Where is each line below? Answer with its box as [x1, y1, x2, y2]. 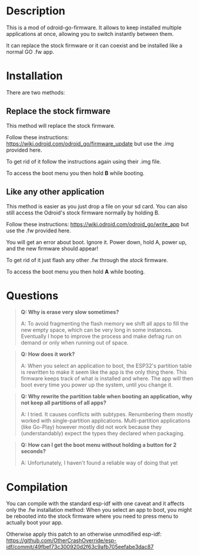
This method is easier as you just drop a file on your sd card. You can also [6, 202, 188, 210]
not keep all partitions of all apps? [20, 399, 107, 407]
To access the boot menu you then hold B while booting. [6, 169, 145, 177]
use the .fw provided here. [6, 227, 71, 234]
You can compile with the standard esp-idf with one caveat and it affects [6, 500, 185, 507]
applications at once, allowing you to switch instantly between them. [6, 30, 174, 37]
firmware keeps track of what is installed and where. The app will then [20, 375, 194, 382]
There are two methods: [6, 88, 66, 96]
